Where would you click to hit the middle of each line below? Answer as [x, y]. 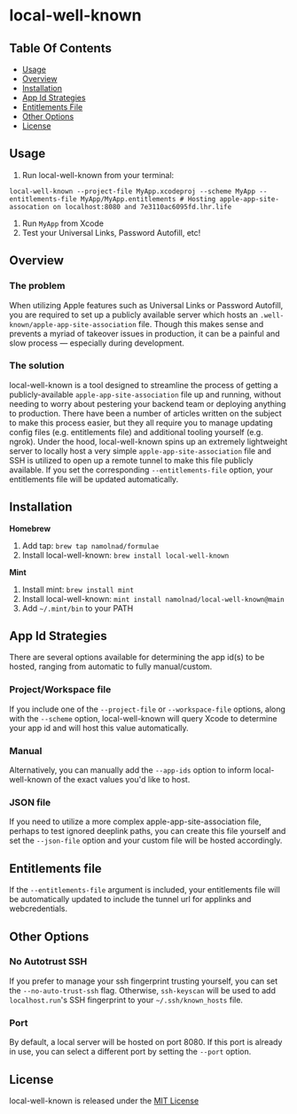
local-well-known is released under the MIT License [104, 1101]
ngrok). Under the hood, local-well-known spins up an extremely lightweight [148, 441]
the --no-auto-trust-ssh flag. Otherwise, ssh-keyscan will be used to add [143, 990]
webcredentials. [39, 908]
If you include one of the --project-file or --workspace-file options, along [148, 709]
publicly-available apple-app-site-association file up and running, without [145, 394]
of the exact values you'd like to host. [122, 780]
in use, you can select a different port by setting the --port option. [130, 1052]
